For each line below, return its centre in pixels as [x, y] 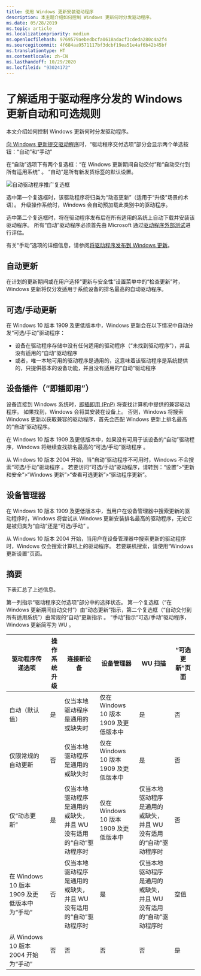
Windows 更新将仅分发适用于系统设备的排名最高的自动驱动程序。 [86, 289]
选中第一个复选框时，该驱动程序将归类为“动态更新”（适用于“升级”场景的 [95, 198]
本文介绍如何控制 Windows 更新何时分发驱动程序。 [69, 132]
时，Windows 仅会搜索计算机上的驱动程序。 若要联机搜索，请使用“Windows [100, 546]
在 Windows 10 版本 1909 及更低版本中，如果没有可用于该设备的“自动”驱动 [98, 439]
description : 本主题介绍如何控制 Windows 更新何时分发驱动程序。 [80, 17]
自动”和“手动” [36, 152]
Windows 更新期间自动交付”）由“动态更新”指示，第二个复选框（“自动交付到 [99, 610]
